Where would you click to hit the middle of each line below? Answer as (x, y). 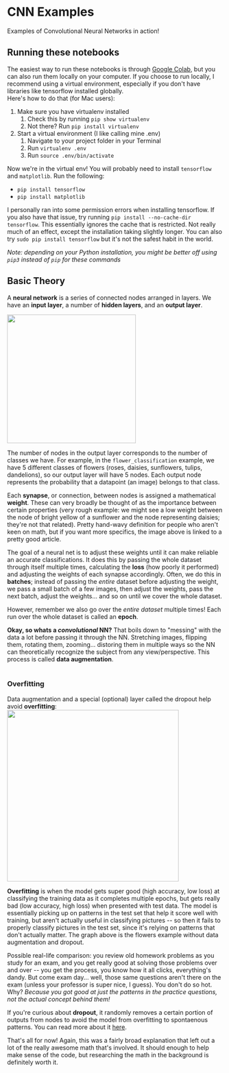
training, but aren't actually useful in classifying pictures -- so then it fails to (114, 920)
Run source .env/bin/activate (71, 155)
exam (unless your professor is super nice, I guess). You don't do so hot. (110, 984)
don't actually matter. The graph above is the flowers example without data (113, 934)
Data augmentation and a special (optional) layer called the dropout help (109, 699)
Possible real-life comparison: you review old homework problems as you (111, 955)
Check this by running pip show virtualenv (88, 119)
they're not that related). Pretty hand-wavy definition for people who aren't (112, 524)
